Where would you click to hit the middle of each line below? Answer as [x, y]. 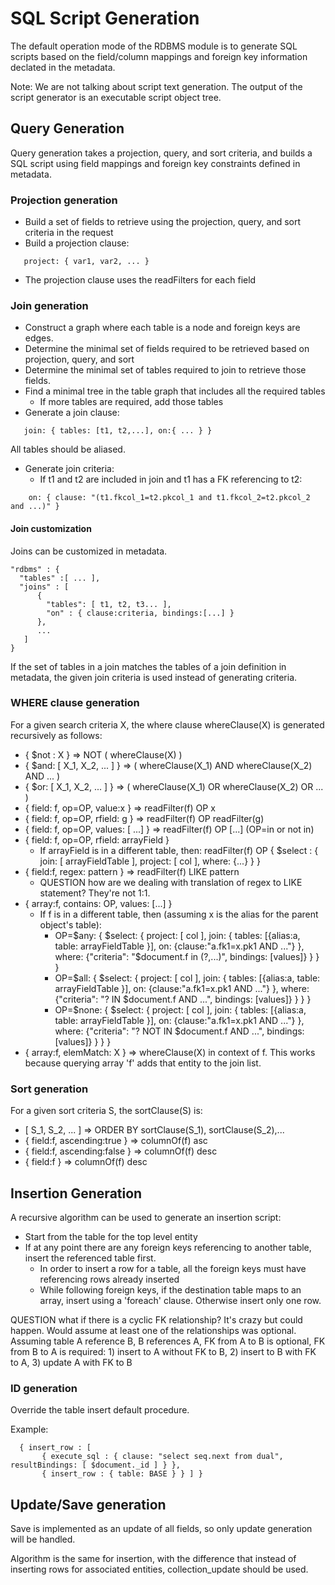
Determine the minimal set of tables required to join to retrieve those [165, 370]
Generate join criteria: [69, 469]
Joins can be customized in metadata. [89, 551]
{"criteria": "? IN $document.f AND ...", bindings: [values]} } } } [183, 999]
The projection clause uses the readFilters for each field [140, 280]
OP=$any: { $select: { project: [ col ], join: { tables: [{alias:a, [177, 935]
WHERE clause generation [75, 703]
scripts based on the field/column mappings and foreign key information [159, 56]
